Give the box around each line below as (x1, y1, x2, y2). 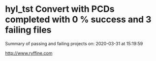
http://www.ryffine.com (5, 50, 53, 56)
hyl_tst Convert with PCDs (5, 3, 115, 15)
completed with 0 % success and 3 (5, 14, 152, 25)
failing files (5, 25, 52, 35)
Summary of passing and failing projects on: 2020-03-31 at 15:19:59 (5, 40, 143, 46)
